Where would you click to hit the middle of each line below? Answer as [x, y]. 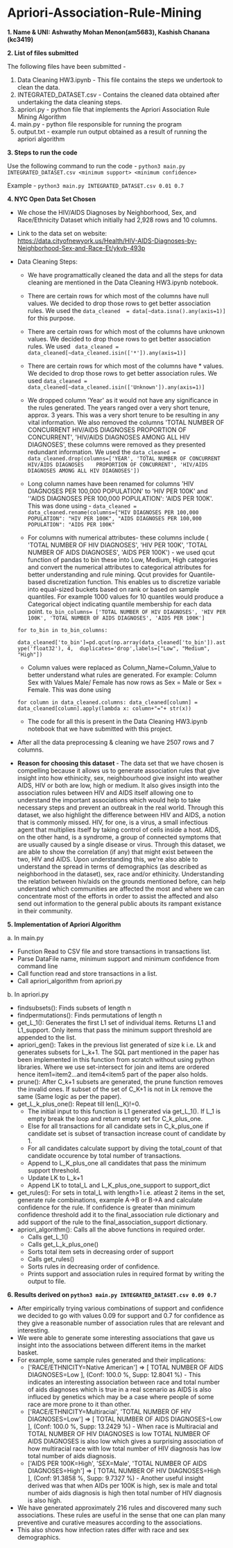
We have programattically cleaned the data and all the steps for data [125, 275]
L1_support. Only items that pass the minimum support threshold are [115, 1030]
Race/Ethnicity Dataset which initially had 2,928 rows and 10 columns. [117, 220]
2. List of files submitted [43, 53]
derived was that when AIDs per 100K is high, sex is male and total [122, 1485]
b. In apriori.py [28, 994]
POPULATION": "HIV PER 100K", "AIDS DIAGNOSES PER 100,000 [115, 518]
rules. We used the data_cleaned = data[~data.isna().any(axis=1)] [127, 310]
